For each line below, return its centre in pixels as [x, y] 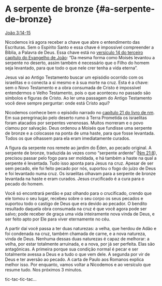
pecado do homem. [24, 184]
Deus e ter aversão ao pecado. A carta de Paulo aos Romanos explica [74, 259]
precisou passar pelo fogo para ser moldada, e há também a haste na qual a [81, 158]
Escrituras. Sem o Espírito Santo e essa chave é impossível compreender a [79, 47]
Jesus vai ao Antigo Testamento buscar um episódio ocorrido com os [74, 77]
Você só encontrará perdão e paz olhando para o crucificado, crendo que [78, 193]
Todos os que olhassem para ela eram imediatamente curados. [68, 138]
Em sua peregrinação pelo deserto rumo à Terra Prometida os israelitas [76, 118]
